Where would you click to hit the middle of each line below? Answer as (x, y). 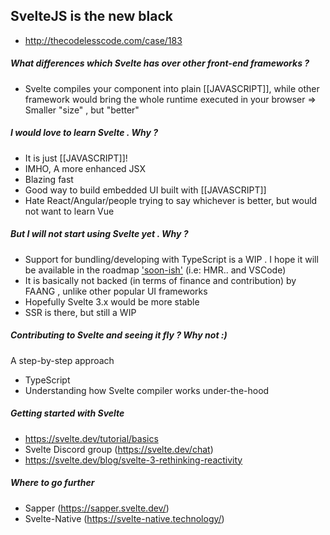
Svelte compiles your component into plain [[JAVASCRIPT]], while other (172, 88)
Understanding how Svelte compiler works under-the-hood (147, 390)
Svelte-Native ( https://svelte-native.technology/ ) (124, 518)
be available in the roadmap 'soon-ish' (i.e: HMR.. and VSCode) (155, 270)
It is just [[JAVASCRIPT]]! (76, 158)
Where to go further (52, 483)
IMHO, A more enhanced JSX (85, 168)
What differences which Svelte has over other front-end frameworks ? (160, 63)
